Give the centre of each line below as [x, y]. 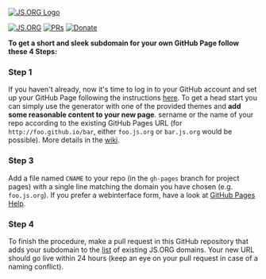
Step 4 [21, 224]
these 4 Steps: [33, 51]
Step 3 [21, 161]
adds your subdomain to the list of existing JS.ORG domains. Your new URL [131, 250]
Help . [17, 203]
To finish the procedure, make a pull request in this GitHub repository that [128, 241]
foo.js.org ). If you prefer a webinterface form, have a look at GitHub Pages [132, 195]
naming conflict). [36, 266]
